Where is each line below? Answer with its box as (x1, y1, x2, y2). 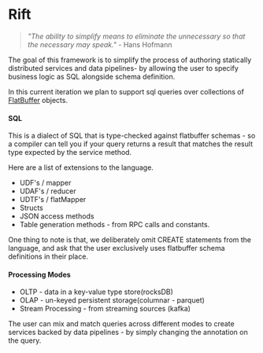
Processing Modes (8, 270, 71, 279)
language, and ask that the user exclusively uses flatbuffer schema (8, 244, 226, 253)
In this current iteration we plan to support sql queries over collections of (8, 86, 244, 96)
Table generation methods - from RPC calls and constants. (19, 220, 210, 230)
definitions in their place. (8, 252, 89, 261)
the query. (8, 336, 42, 345)
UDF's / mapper (19, 178, 72, 188)
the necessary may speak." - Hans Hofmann (27, 39, 172, 49)
